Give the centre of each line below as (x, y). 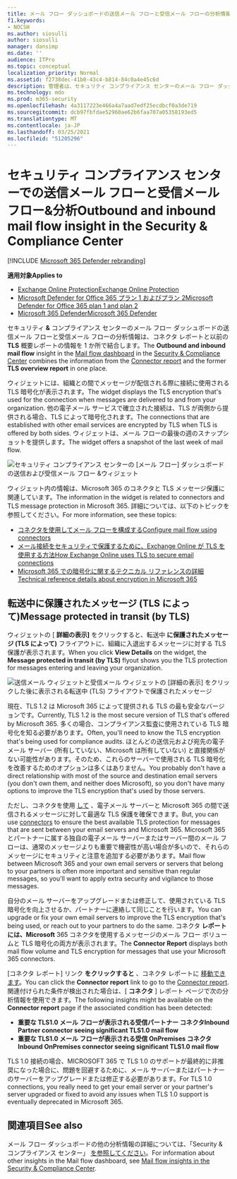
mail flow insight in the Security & (108, 226)
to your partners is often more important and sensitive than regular (104, 871)
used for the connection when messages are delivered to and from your (112, 400)
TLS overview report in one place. (57, 368)
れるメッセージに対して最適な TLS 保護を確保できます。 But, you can (119, 814)
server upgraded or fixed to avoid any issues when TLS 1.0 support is (108, 1094)
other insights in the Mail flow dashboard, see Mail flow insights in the (109, 1161)
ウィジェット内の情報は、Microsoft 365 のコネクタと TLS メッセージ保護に (116, 488)
